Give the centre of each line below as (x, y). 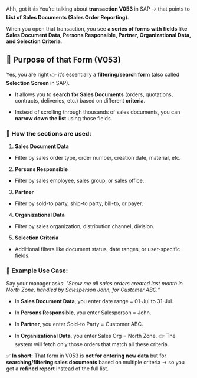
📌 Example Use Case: (37, 271)
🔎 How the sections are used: (49, 133)
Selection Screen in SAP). (38, 83)
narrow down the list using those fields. (63, 118)
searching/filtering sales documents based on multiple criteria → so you (95, 363)
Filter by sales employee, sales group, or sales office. (79, 181)
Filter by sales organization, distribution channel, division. (84, 226)
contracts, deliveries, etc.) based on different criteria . (80, 100)
